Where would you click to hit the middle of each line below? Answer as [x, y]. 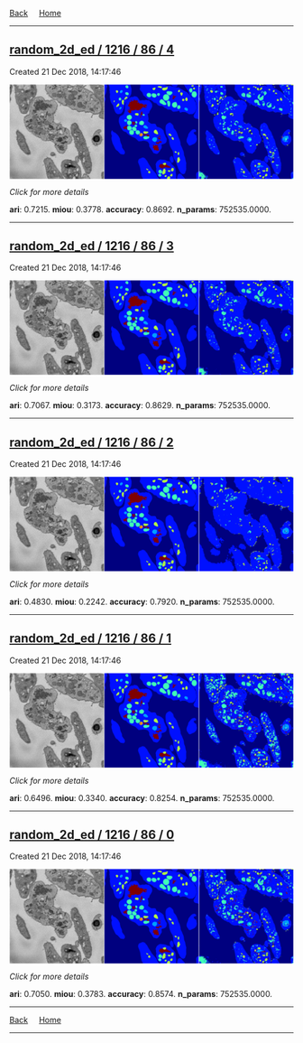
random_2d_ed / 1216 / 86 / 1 [91, 639]
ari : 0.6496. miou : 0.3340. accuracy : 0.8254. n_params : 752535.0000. [142, 797]
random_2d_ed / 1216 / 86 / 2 [92, 442]
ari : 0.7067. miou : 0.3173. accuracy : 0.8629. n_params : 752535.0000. [140, 405]
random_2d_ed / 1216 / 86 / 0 [92, 834]
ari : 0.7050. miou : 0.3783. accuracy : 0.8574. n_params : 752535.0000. [141, 994]
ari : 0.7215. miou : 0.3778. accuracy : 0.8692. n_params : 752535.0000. [141, 209]
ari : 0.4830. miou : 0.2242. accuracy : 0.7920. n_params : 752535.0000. [142, 601]
